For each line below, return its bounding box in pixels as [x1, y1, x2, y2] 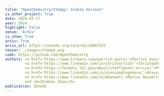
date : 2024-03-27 [5, 16, 41, 21]
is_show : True [5, 34, 34, 39]
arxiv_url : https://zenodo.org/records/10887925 [5, 43, 106, 48]
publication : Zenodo [5, 83, 47, 89]
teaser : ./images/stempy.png [5, 48, 64, 52]
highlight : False [5, 25, 41, 30]
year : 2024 [5, 20, 27, 26]
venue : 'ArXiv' [5, 30, 36, 34]
